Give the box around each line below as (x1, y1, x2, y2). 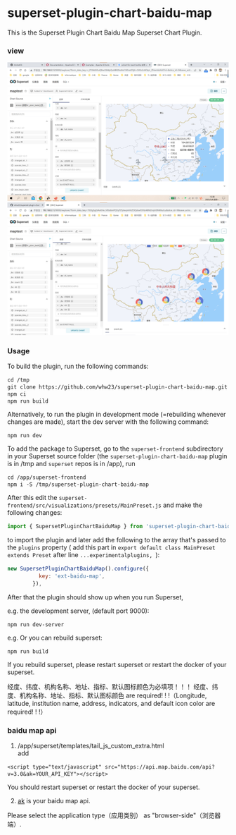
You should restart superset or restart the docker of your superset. (7, 783, 200, 791)
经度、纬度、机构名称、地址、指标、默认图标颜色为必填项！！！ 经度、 (7, 682, 212, 690)
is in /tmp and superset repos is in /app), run (7, 460, 136, 468)
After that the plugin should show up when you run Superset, (7, 592, 184, 601)
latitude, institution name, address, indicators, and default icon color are (7, 699, 216, 707)
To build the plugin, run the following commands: (7, 362, 149, 371)
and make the (162, 501, 202, 509)
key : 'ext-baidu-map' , (38, 573, 105, 580)
